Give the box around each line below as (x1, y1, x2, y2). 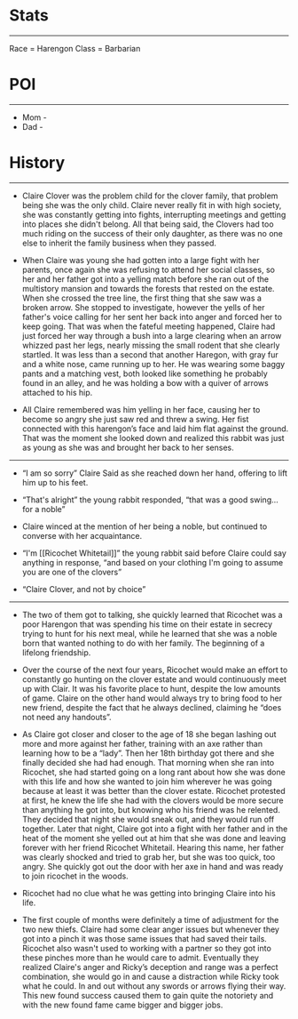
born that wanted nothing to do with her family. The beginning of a (21, 638, 265, 648)
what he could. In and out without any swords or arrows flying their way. (21, 980, 286, 991)
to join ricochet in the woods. (21, 871, 129, 881)
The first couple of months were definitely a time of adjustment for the (21, 914, 279, 925)
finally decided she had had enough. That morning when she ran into (21, 757, 275, 767)
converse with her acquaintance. (21, 530, 143, 541)
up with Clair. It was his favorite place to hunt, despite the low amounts (21, 683, 281, 694)
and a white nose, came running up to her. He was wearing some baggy (21, 358, 286, 369)
